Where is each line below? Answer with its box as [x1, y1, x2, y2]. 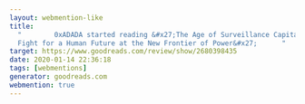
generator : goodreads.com [9, 72, 107, 81]
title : [9, 22, 34, 31]
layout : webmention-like [9, 13, 103, 23]
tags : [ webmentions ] [9, 64, 88, 73]
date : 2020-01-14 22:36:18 [9, 55, 112, 64]
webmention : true [9, 80, 75, 90]
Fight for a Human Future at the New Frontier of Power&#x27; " [17, 38, 286, 48]
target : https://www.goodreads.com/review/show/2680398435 [9, 47, 238, 56]
